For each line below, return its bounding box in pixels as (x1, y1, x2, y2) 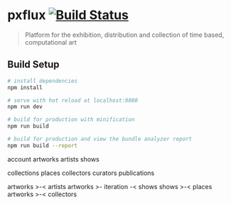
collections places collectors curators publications (7, 169, 155, 177)
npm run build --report (7, 142, 78, 149)
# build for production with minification (7, 116, 135, 123)
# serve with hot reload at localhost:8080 (7, 96, 139, 104)
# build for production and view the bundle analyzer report (7, 135, 193, 142)
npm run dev (7, 103, 43, 110)
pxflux (7, 7, 46, 23)
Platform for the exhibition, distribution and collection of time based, (24, 30, 225, 39)
